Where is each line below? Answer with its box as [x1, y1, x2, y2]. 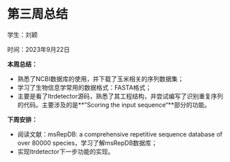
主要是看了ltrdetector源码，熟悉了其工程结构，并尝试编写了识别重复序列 [17, 91, 224, 100]
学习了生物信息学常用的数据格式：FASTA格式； [17, 83, 152, 91]
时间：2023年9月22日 [7, 45, 71, 53]
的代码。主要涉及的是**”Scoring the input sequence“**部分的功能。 [17, 100, 211, 109]
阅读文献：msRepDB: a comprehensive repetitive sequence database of [17, 129, 223, 138]
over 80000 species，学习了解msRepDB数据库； [17, 138, 158, 147]
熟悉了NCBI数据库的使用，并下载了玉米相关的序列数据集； [17, 74, 184, 83]
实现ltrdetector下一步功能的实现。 [17, 147, 114, 156]
